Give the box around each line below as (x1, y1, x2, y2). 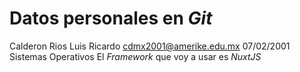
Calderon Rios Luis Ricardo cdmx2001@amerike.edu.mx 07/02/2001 (9, 40, 291, 52)
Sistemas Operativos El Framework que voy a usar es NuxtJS (9, 50, 262, 62)
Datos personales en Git (9, 7, 213, 30)
